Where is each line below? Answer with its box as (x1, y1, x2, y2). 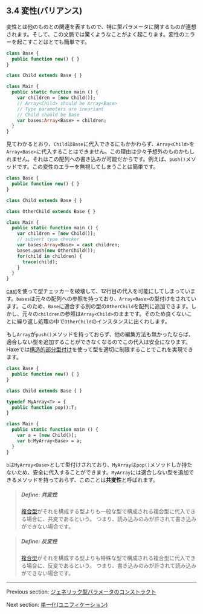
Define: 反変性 (21, 538, 57, 545)
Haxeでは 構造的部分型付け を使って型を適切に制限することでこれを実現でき (6, 346, 193, 353)
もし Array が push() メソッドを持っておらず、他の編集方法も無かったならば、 (6, 331, 195, 338)
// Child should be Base (17, 112, 80, 118)
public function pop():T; (11, 404, 77, 411)
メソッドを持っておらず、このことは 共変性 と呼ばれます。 (16, 476, 158, 484)
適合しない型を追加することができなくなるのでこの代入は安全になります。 (6, 339, 192, 346)
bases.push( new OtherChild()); (17, 248, 96, 254)
